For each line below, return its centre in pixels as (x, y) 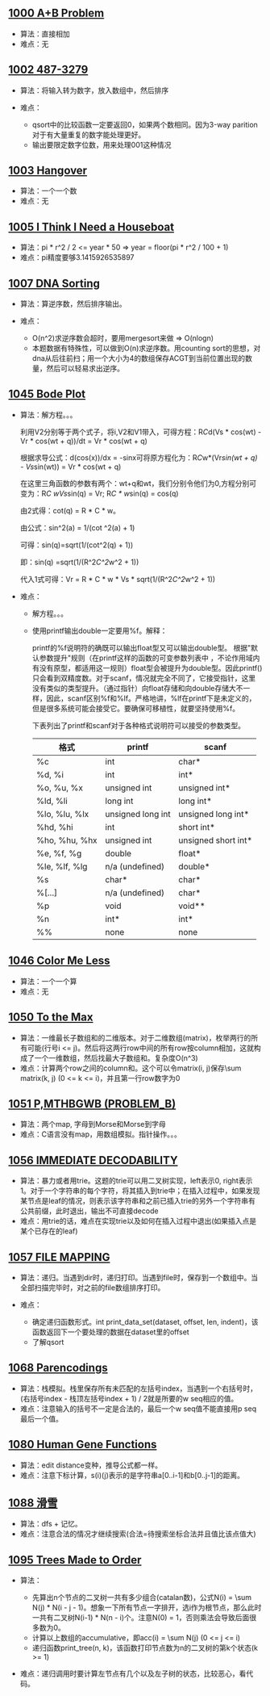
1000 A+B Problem (56, 13)
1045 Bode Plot (47, 394)
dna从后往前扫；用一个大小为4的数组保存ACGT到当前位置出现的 (139, 358)
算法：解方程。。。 (48, 414)
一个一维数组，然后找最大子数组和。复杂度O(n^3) (116, 1057)
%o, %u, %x (59, 788)
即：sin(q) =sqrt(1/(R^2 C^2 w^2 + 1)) (79, 562)
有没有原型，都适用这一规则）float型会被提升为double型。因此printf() (147, 668)
